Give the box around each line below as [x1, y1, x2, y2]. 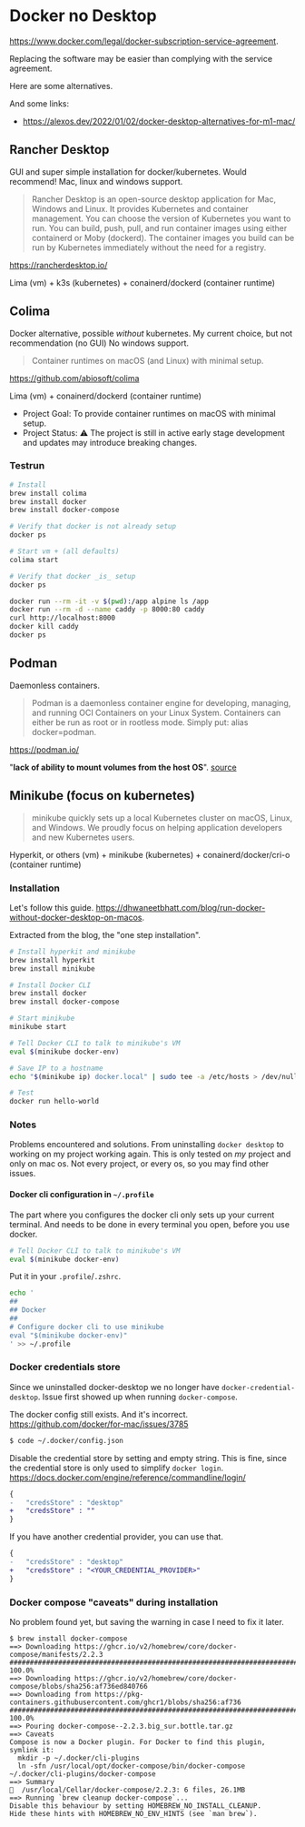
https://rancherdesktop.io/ [9, 259, 108, 270]
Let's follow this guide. [9, 902, 94, 913]
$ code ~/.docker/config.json [9, 1436, 124, 1445]
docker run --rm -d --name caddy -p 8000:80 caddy [9, 605, 205, 614]
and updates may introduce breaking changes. [22, 437, 198, 448]
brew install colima [9, 489, 88, 498]
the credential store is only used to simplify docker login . [9, 1462, 224, 1473]
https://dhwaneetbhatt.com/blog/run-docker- [95, 902, 266, 913]
